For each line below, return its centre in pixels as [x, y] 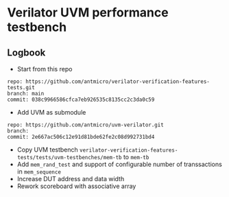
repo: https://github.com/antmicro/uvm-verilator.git [86, 125]
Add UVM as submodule [51, 112]
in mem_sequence [39, 172]
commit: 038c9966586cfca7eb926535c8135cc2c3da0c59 [81, 100]
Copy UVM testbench [48, 150]
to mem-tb [136, 157]
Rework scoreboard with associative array [76, 186]
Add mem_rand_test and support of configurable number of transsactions [120, 164]
